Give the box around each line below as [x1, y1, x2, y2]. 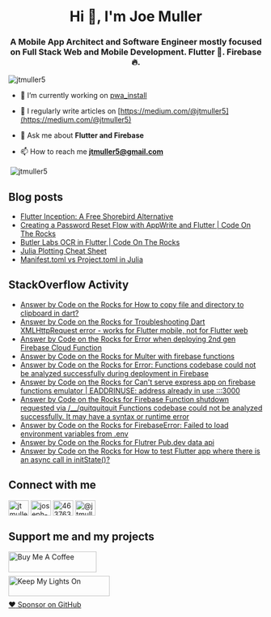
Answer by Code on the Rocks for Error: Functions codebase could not [19, 360, 256, 370]
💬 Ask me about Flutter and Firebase [19, 131, 144, 140]
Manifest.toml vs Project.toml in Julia [19, 255, 144, 264]
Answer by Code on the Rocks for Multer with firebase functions [19, 351, 235, 361]
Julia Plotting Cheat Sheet [19, 246, 108, 255]
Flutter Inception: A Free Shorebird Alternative [19, 211, 174, 221]
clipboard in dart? [19, 308, 79, 318]
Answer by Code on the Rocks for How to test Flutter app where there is [19, 446, 260, 456]
